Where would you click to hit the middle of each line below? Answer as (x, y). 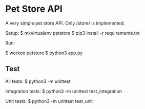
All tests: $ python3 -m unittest (38, 81)
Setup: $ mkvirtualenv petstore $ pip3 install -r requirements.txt (72, 33)
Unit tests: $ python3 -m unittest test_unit (49, 101)
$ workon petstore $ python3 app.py (44, 53)
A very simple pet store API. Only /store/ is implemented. (65, 23)
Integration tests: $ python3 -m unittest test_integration (64, 91)
